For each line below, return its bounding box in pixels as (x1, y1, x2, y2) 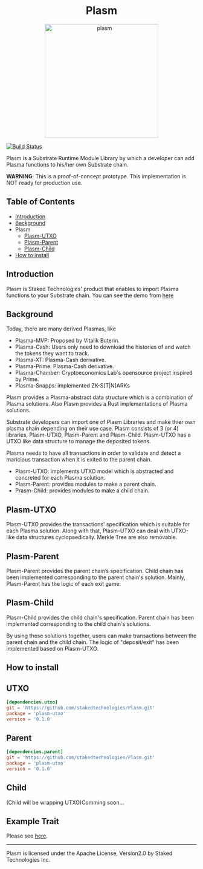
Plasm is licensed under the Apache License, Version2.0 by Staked (6, 850, 173, 857)
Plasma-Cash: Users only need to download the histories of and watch (14, 343, 192, 351)
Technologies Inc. (6, 856, 51, 864)
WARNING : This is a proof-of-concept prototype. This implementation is (6, 172, 186, 180)
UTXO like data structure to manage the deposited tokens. (6, 438, 151, 445)
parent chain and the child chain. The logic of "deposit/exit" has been (6, 638, 179, 646)
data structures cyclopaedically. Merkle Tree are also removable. (16, 534, 178, 541)
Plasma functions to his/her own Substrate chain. (6, 161, 129, 168)
